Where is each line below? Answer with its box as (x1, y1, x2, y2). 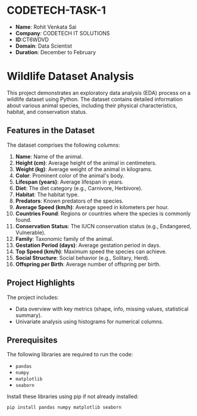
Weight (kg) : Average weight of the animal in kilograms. (15, 165, 152, 173)
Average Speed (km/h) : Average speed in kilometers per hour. (15, 203, 169, 210)
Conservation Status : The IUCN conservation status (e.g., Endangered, (15, 222, 192, 229)
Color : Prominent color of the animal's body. (15, 172, 124, 179)
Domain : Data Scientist (15, 42, 73, 49)
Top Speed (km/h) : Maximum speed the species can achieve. (15, 248, 167, 255)
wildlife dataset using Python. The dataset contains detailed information (7, 95, 183, 103)
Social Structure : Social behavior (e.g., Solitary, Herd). (15, 254, 150, 261)
